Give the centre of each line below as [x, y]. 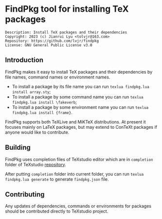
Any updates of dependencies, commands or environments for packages [78, 206]
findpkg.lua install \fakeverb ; [44, 102]
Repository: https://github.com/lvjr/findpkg [52, 41]
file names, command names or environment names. [58, 77]
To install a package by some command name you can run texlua [78, 97]
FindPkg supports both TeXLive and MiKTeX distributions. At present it [75, 122]
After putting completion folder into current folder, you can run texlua [74, 174]
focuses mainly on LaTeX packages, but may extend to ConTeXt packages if [81, 127]
